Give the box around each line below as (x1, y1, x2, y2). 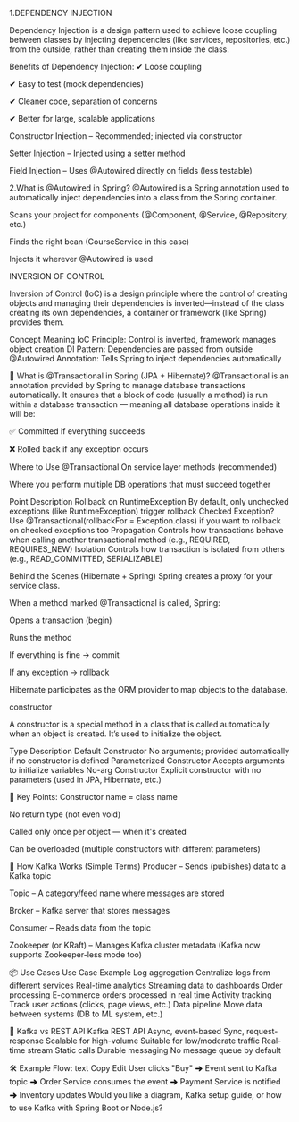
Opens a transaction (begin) (9, 615, 112, 625)
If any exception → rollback (9, 667, 110, 677)
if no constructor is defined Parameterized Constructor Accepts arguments (9, 755, 286, 766)
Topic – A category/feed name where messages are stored (9, 888, 225, 898)
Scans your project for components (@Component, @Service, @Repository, (9, 209, 288, 220)
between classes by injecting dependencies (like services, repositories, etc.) (9, 35, 291, 45)
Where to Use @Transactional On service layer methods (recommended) (9, 462, 278, 472)
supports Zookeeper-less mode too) (9, 949, 143, 960)
